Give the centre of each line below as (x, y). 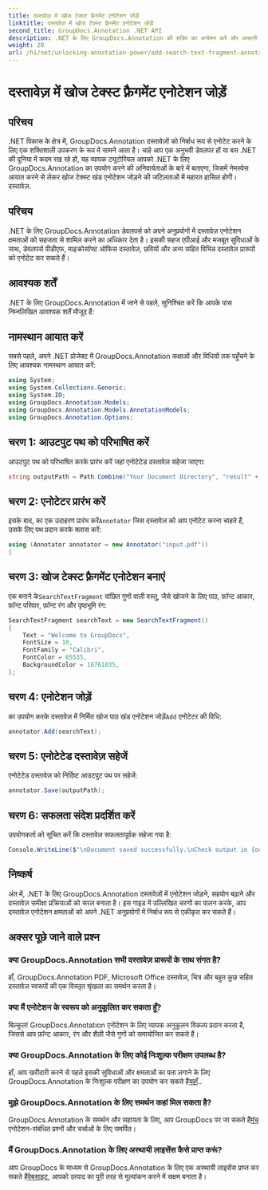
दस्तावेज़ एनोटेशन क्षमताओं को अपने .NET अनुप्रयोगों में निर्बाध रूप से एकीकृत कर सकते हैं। (122, 912)
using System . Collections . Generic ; (67, 388)
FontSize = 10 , (48, 643)
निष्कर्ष (20, 875)
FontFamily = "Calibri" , (64, 650)
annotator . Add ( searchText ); (55, 731)
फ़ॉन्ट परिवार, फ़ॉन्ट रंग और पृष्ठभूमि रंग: (58, 605)
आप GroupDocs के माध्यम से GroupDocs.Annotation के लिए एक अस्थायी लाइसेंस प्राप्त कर (134, 1167)
